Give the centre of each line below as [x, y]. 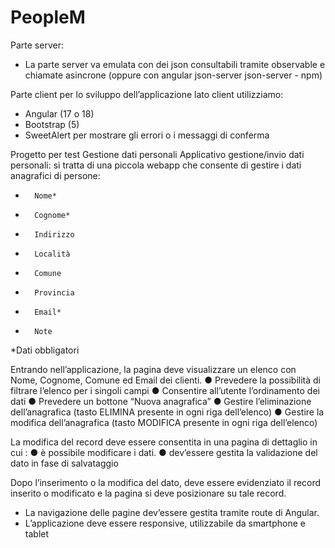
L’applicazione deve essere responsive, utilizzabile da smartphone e [165, 523]
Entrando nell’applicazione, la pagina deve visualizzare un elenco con [153, 369]
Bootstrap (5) [52, 124]
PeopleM [48, 17]
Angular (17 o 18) [59, 113]
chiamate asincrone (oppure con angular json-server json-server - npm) [173, 75]
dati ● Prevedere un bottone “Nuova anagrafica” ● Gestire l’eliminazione [161, 401]
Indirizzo [54, 234]
